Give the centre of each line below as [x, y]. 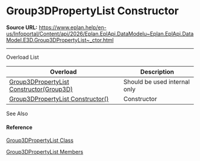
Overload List [23, 57]
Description [157, 71]
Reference [19, 127]
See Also [17, 113]
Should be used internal [157, 81]
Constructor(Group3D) [41, 89]
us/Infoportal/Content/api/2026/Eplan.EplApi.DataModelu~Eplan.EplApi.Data [100, 33]
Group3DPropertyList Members [45, 152]
